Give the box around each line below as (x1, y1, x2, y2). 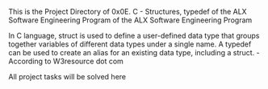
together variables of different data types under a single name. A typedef (8, 39, 252, 49)
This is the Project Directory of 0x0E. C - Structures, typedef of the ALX (8, 7, 248, 16)
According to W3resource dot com (8, 56, 124, 66)
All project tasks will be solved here (8, 72, 127, 81)
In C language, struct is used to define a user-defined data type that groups (8, 31, 260, 40)
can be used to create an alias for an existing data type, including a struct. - (8, 48, 260, 57)
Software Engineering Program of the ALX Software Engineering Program (8, 15, 253, 25)
